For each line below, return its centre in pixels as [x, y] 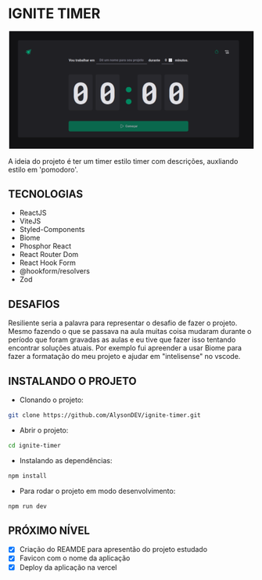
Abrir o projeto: [44, 430]
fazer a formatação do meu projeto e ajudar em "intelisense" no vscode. [124, 357]
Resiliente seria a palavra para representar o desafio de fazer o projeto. [123, 323]
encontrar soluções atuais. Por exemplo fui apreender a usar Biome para [125, 348]
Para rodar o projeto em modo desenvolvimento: [97, 491]
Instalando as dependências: [66, 460]
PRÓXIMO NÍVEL [49, 531]
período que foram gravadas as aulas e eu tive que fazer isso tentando [122, 340]
